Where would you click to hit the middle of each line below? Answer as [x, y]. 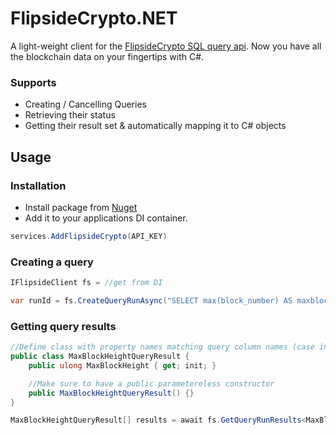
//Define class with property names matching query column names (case [162, 347]
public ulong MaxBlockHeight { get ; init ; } [122, 365]
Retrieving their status [70, 115]
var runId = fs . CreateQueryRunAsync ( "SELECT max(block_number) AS [151, 300]
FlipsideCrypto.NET [94, 18]
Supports [33, 82]
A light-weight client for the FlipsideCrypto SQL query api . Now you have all [166, 46]
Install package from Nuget [81, 207]
